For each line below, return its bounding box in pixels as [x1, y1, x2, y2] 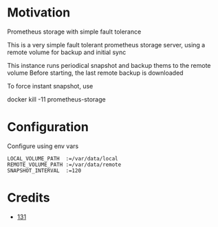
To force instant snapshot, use [7, 82, 94, 90]
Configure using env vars [7, 142, 79, 150]
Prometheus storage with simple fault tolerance [7, 27, 142, 36]
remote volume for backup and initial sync [7, 48, 127, 56]
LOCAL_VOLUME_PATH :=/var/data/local [7, 155, 118, 162]
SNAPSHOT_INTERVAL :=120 [7, 167, 81, 174]
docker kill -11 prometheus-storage [7, 95, 106, 104]
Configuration [7, 119, 89, 135]
